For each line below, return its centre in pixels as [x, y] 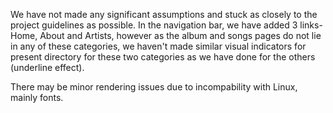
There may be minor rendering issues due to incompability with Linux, [154, 87]
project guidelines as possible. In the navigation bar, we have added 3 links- [166, 25]
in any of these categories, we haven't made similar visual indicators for [158, 46]
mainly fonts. [37, 97]
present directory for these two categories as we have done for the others [163, 57]
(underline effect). [47, 67]
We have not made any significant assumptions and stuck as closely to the [164, 14]
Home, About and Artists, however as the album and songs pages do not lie [166, 35]
